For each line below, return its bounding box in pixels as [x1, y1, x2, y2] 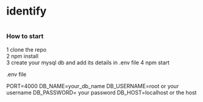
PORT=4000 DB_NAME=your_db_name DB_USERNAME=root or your [6, 82, 179, 89]
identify [6, 4, 47, 18]
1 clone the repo [6, 46, 47, 53]
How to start [6, 32, 44, 41]
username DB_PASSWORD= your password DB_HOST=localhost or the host [6, 89, 197, 96]
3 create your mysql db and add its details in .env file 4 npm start [6, 59, 169, 66]
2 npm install [6, 52, 38, 59]
